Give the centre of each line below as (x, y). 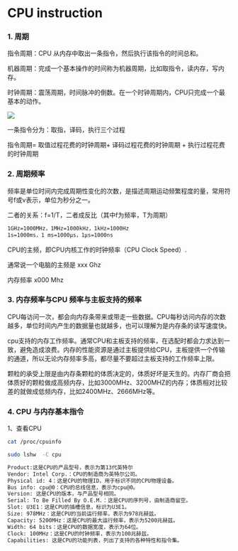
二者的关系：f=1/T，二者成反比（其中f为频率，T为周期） (90, 215)
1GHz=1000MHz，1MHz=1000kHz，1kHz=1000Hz (68, 228)
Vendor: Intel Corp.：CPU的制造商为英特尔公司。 (74, 474)
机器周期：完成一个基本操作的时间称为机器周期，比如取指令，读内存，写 (113, 68)
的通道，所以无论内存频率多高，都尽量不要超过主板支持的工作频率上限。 (113, 358)
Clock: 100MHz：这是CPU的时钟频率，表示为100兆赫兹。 (80, 534)
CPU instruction (55, 13)
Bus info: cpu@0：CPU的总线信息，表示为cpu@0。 (73, 487)
